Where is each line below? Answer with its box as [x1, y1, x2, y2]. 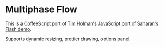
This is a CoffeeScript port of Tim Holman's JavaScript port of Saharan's [5, 20, 159, 27]
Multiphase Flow [5, 4, 78, 15]
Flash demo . [5, 26, 32, 32]
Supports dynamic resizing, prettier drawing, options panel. [5, 36, 131, 42]
